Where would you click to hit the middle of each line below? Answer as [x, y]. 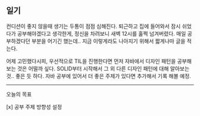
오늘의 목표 [19, 94]
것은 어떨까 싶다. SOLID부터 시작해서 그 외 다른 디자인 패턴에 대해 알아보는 [103, 68]
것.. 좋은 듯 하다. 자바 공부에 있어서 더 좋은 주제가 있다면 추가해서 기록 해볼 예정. [99, 76]
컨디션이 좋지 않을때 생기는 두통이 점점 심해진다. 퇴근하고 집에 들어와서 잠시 [93, 26]
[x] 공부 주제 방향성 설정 [34, 106]
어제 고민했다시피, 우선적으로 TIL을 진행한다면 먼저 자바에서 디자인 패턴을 [91, 61]
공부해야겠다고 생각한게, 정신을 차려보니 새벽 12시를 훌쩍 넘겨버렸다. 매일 [101, 33]
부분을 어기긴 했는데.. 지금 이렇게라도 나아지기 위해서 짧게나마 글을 [109, 41]
